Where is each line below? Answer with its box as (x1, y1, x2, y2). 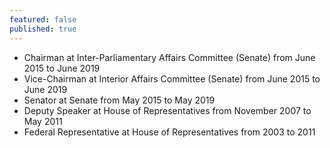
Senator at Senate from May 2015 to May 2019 (23, 94, 216, 106)
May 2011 (23, 115, 63, 127)
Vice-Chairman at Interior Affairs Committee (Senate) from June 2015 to (23, 72, 321, 85)
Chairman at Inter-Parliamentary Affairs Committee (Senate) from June (23, 51, 316, 63)
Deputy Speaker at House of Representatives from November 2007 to (23, 104, 312, 116)
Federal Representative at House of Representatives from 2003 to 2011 (23, 126, 316, 138)
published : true (9, 24, 77, 34)
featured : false (9, 14, 77, 25)
